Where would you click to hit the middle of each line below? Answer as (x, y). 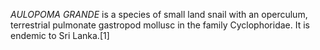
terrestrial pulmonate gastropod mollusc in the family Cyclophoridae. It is (160, 25)
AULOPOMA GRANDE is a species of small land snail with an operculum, (159, 14)
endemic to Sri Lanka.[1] (60, 35)
